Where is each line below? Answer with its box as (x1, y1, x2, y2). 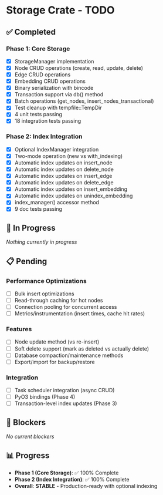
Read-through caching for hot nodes (14, 297, 103, 304)
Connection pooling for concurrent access (14, 304, 117, 311)
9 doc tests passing (14, 206, 63, 213)
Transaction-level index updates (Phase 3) (14, 400, 117, 407)
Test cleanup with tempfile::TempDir (14, 104, 102, 112)
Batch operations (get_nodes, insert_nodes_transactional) (14, 97, 154, 105)
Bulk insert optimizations (14, 290, 74, 297)
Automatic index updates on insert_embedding (14, 186, 128, 193)
